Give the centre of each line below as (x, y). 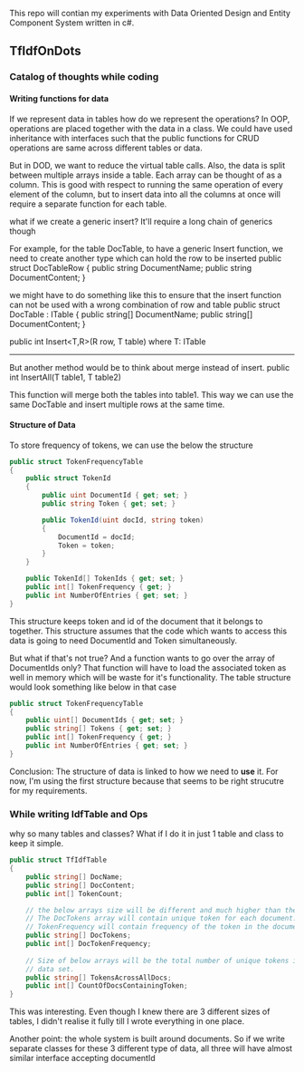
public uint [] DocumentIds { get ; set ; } (104, 720)
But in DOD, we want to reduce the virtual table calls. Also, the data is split (147, 165)
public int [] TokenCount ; (75, 893)
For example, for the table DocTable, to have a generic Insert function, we (146, 248)
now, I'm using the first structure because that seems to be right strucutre (147, 781)
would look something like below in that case (93, 687)
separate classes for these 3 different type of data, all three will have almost (151, 1048)
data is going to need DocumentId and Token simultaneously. (123, 640)
